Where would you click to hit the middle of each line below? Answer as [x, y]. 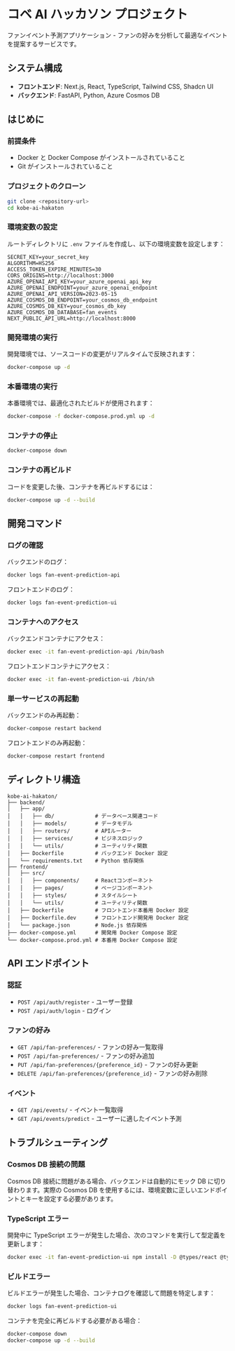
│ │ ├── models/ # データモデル [70, 824]
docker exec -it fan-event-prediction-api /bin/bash [86, 652]
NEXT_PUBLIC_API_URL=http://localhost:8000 [72, 318]
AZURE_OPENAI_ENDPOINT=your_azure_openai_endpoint [83, 288]
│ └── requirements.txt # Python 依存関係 [76, 861]
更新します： [26, 1244]
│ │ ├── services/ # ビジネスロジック [75, 838]
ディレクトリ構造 [44, 780]
